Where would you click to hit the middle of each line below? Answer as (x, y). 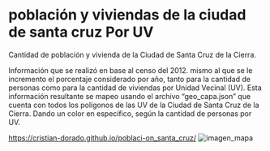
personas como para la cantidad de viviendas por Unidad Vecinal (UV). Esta (135, 88)
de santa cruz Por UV (81, 32)
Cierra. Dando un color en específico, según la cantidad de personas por (130, 113)
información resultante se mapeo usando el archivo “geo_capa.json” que (130, 96)
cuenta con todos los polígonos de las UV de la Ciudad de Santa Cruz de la (134, 105)
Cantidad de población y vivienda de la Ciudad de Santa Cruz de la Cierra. (133, 54)
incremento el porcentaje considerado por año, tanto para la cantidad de (130, 79)
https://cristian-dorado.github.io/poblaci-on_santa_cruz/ (103, 138)
